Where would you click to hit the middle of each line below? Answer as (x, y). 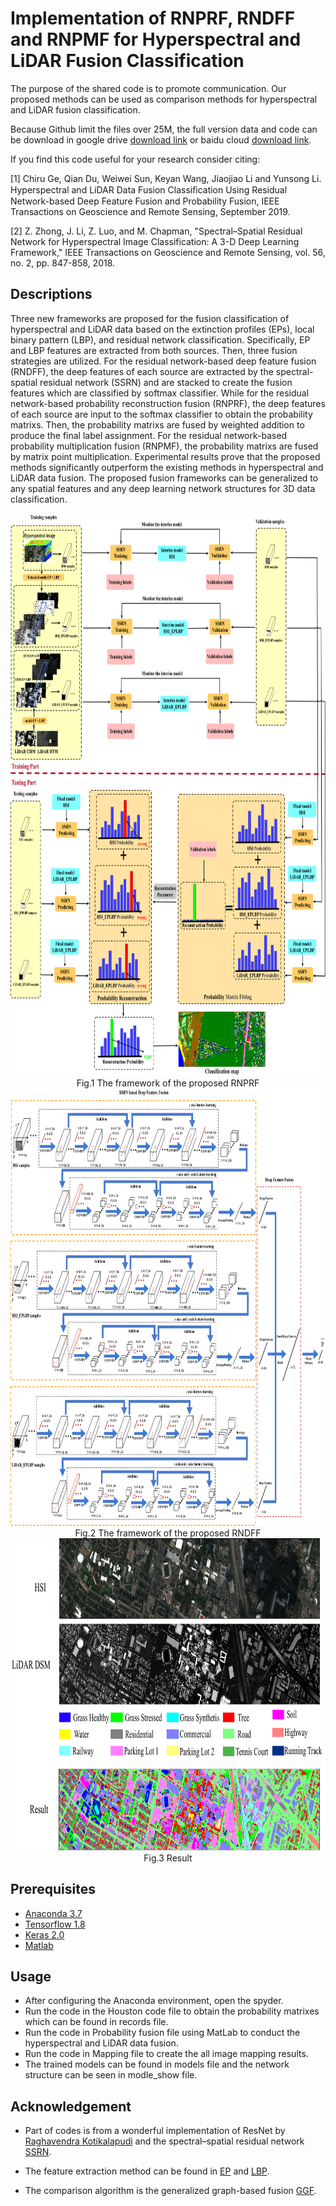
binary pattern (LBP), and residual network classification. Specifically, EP (160, 339)
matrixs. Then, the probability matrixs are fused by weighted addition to (157, 424)
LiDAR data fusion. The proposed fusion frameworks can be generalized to (164, 478)
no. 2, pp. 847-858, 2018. (63, 263)
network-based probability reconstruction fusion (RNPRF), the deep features (168, 403)
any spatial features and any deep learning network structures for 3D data (163, 488)
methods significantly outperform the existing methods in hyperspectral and (167, 467)
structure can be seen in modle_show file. (111, 2075)
